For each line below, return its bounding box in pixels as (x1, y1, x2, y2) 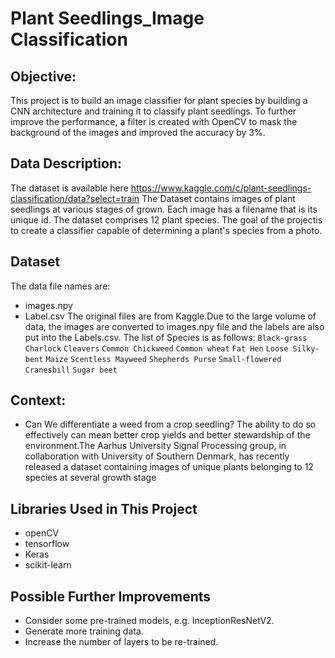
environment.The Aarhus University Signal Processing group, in (24, 440, 287, 452)
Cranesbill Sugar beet (24, 365, 118, 375)
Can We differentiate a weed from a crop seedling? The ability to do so (24, 418, 317, 431)
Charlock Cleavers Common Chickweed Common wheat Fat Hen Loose (24, 343, 289, 354)
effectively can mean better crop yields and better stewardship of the (24, 429, 311, 441)
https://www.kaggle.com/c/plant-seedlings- (130, 182, 312, 194)
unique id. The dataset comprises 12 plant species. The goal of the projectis (10, 213, 323, 226)
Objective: (10, 68, 77, 85)
